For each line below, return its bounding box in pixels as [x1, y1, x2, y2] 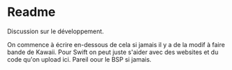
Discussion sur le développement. [7, 27, 104, 35]
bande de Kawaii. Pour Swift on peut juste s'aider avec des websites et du [7, 48, 219, 56]
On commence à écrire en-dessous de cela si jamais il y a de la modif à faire [7, 40, 225, 49]
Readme [7, 4, 56, 20]
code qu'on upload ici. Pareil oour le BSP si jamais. [7, 55, 152, 63]
